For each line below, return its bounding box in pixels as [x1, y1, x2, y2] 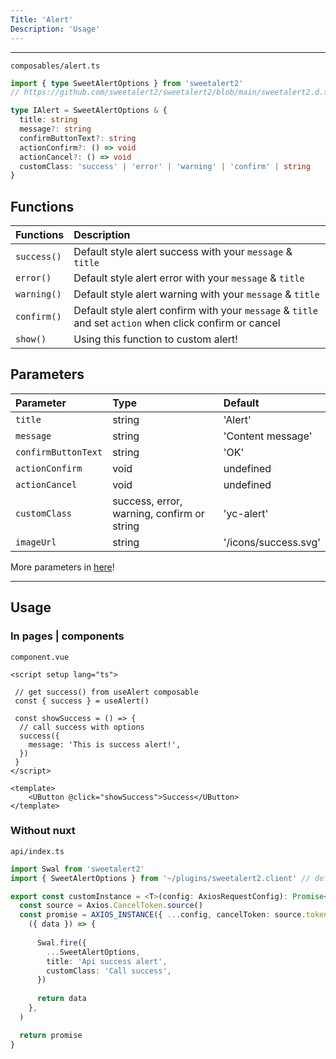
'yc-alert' [223, 506, 269, 520]
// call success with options [19, 722, 145, 732]
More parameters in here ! [10, 561, 115, 573]
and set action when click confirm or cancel [73, 316, 281, 330]
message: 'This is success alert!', [28, 739, 182, 750]
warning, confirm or [112, 506, 205, 520]
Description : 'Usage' [10, 24, 101, 34]
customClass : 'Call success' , [46, 966, 172, 976]
